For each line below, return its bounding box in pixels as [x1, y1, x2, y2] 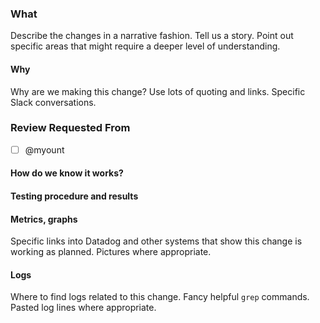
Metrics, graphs [10, 213, 78, 225]
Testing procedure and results [10, 190, 139, 202]
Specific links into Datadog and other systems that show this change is [10, 235, 303, 247]
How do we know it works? [10, 167, 124, 179]
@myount [24, 143, 65, 156]
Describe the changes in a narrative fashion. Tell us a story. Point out [10, 30, 294, 42]
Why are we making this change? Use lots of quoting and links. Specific [10, 85, 306, 97]
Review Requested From [10, 121, 131, 135]
